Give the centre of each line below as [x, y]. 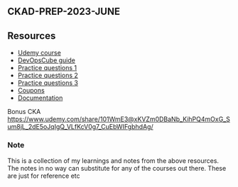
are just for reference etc [44, 176]
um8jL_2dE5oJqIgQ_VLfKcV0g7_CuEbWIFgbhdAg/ [81, 127]
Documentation [40, 98]
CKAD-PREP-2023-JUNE [64, 12]
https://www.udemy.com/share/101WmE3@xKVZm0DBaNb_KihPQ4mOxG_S [119, 119]
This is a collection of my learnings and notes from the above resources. [113, 160]
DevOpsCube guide [47, 60]
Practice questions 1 [47, 68]
